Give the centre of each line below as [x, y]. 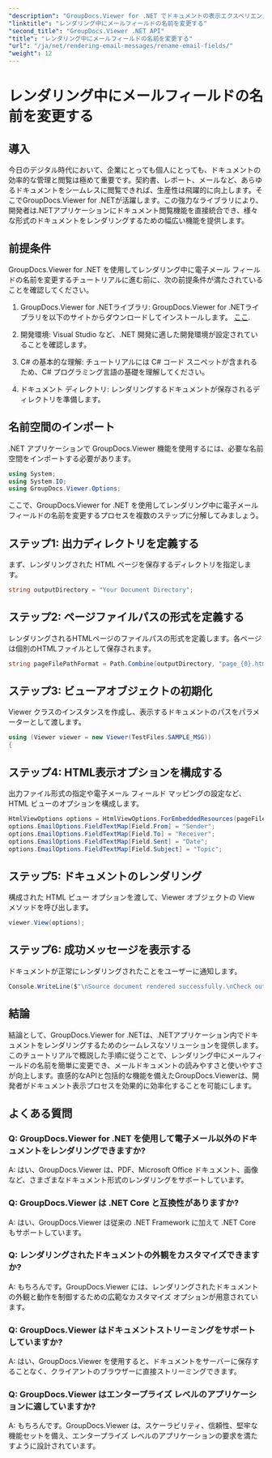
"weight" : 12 [30, 53]
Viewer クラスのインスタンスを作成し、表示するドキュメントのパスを [123, 712]
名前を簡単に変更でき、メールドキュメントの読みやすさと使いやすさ [150, 1065]
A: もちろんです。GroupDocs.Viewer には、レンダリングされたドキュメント [134, 1286]
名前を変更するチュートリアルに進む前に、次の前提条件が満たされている [143, 280]
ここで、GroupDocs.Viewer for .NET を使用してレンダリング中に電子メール [134, 505]
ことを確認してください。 [51, 289]
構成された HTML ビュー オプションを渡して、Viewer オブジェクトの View [132, 897]
